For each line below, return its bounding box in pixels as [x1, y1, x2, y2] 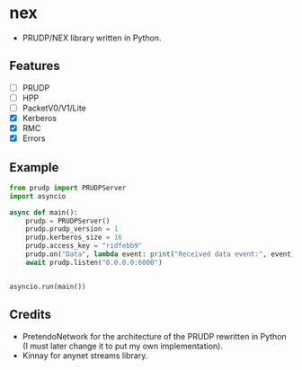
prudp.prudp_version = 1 [25, 225, 119, 233]
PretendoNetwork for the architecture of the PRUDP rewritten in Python [22, 330, 288, 341]
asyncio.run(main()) [9, 282, 87, 291]
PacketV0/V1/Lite [22, 102, 87, 113]
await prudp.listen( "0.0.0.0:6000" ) [25, 258, 164, 267]
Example [9, 160, 59, 175]
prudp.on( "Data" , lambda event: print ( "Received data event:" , [25, 250, 268, 259]
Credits [9, 307, 52, 322]
